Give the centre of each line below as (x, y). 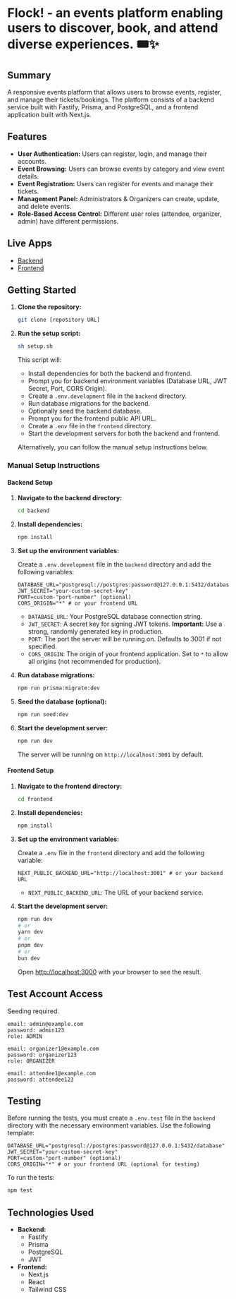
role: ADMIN (25, 1036)
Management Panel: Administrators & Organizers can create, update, (118, 198)
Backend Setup (30, 482)
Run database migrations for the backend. (89, 404)
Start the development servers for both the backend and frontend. (124, 434)
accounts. (32, 161)
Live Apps (30, 244)
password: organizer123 (42, 1055)
